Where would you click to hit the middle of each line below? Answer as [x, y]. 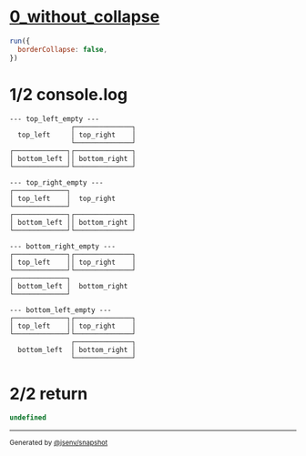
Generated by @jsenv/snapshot [59, 443]
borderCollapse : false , [62, 49]
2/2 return [49, 394]
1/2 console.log [69, 94]
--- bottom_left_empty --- [61, 310]
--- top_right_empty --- [56, 182]
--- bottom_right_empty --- [63, 246]
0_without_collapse [85, 17]
